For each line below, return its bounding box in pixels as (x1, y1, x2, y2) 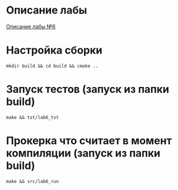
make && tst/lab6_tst (6, 114, 59, 121)
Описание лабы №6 (6, 23, 56, 30)
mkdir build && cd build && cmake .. (6, 63, 99, 69)
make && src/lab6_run (6, 178, 59, 184)
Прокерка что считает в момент (6, 134, 172, 147)
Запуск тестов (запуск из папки (6, 83, 169, 96)
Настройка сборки (6, 44, 103, 57)
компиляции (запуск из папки (6, 146, 160, 159)
